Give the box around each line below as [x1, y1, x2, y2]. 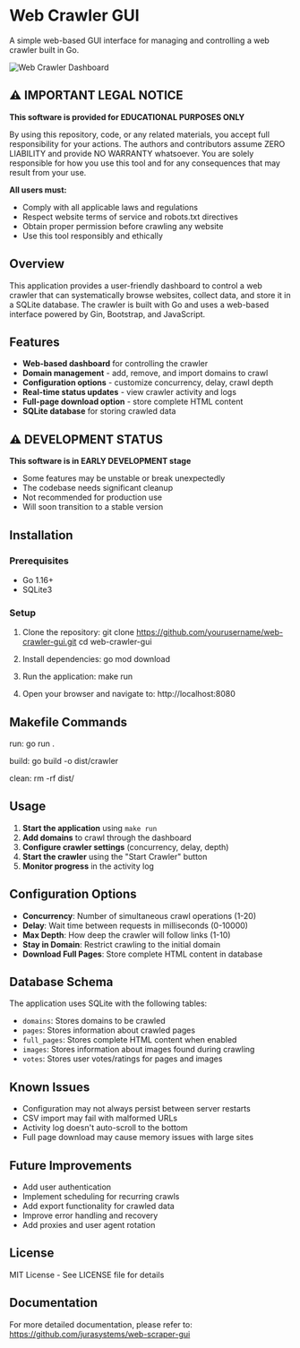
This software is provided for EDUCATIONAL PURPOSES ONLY [9, 111, 245, 122]
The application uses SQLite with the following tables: [9, 998, 208, 1009]
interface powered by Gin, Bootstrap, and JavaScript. [9, 308, 206, 319]
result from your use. [9, 167, 87, 177]
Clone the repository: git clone [21, 627, 134, 638]
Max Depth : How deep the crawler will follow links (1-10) [21, 929, 231, 940]
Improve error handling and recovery [21, 1210, 159, 1221]
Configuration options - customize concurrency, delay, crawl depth [21, 377, 274, 388]
